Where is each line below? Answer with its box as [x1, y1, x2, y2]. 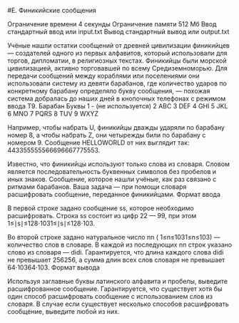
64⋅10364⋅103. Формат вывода [7, 263, 100, 272]
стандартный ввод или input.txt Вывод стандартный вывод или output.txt [7, 28, 230, 36]
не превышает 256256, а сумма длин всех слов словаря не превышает [7, 256, 225, 264]
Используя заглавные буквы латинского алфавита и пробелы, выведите [7, 277, 228, 285]
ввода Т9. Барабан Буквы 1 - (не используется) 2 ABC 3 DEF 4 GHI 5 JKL [7, 102, 228, 110]
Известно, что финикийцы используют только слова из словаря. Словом [7, 160, 230, 168]
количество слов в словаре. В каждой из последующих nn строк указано [7, 240, 233, 249]
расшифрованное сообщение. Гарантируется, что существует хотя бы [7, 284, 223, 293]
